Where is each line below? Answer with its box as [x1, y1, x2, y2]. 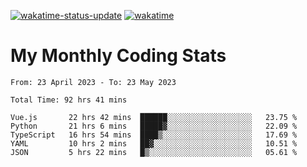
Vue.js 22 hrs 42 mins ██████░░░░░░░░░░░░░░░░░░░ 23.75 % [10, 112, 298, 122]
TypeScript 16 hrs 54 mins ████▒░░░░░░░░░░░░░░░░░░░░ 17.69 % [10, 130, 298, 140]
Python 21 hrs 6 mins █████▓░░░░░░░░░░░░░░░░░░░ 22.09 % [10, 121, 298, 131]
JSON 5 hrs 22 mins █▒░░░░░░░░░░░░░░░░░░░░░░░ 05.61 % [10, 147, 298, 157]
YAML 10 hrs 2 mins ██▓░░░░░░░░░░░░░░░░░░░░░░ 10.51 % [10, 138, 298, 149]
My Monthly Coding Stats [10, 45, 227, 67]
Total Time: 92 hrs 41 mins [10, 95, 128, 105]
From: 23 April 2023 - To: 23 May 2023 [10, 77, 177, 87]
